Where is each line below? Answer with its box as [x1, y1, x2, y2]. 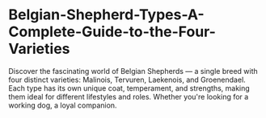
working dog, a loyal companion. [8, 100, 117, 110]
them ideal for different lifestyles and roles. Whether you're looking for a [8, 92, 249, 101]
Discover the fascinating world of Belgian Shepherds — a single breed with [8, 66, 259, 75]
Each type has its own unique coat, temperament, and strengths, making [8, 83, 251, 93]
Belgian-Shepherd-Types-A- [8, 6, 205, 24]
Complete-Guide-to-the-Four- [8, 22, 217, 41]
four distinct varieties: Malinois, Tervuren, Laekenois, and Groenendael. [8, 75, 247, 84]
